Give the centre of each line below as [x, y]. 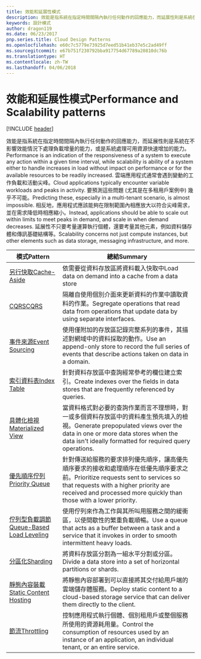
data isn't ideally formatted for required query [126, 441]
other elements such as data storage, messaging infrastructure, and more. [98, 241]
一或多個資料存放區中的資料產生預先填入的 [122, 417]
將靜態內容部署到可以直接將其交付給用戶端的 [125, 580]
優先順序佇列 [28, 476]
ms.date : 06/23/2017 [32, 34]
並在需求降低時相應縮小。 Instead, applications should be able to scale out [97, 213]
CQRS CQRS [26, 306]
